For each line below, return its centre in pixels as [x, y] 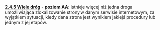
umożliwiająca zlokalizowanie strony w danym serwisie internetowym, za [80, 12]
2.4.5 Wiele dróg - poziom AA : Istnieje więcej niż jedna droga [69, 7]
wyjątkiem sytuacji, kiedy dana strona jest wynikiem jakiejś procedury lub [80, 17]
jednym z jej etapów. [26, 22]
